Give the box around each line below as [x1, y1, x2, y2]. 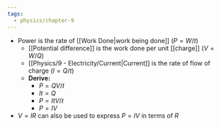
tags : [7, 10, 23, 18]
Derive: [28, 73, 51, 82]
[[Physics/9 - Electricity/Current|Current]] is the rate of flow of [28, 59, 211, 67]
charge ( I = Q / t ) [28, 66, 74, 75]
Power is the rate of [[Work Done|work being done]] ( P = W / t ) [17, 36, 198, 44]
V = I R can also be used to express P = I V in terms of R [17, 111, 179, 120]
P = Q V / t [38, 81, 65, 90]
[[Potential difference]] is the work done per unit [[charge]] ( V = [28, 44, 215, 52]
